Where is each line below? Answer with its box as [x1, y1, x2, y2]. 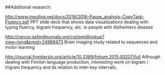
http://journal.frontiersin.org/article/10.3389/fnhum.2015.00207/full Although [5, 54, 161, 60]
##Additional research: [5, 4, 52, 10]
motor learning [5, 44, 35, 50]
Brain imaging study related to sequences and [64, 39, 158, 45]
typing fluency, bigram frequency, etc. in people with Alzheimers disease [5, 24, 153, 30]
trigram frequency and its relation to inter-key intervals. [5, 64, 117, 70]
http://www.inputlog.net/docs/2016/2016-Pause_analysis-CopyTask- [5, 14, 144, 19]
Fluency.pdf [5, 19, 30, 25]
